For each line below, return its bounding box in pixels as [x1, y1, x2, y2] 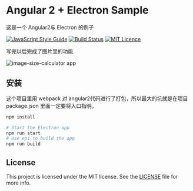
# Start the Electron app [6, 124, 69, 130]
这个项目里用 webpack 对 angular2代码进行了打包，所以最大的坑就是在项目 [6, 95, 188, 102]
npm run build [6, 141, 41, 147]
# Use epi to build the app [6, 136, 75, 141]
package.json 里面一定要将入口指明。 [6, 102, 97, 109]
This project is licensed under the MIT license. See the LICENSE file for [6, 173, 178, 180]
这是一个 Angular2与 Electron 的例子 [6, 24, 94, 31]
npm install [6, 114, 35, 120]
